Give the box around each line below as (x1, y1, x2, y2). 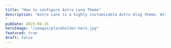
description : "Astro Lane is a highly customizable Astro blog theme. (5, 12, 158, 17)
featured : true (5, 30, 38, 35)
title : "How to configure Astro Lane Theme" (5, 7, 101, 12)
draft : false (5, 35, 33, 40)
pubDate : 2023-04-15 (5, 21, 49, 26)
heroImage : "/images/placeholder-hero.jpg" (5, 26, 99, 31)
